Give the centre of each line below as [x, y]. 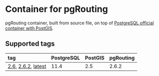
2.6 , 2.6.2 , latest [27, 66]
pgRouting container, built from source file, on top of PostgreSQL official [79, 23]
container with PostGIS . [29, 28]
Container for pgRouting [57, 9]
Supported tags [30, 44]
